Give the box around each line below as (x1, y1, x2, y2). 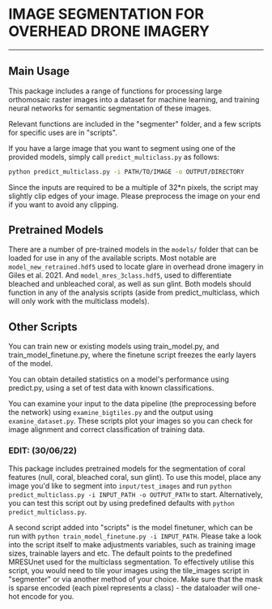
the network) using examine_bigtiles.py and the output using (8, 408, 213, 417)
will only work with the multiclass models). (8, 296, 150, 306)
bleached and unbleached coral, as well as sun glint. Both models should (8, 279, 252, 289)
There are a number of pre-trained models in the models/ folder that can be (8, 244, 259, 254)
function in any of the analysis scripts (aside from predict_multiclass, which (8, 287, 260, 297)
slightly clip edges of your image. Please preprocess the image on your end (8, 191, 261, 201)
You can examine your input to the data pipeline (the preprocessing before (8, 399, 257, 408)
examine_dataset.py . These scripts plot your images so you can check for (8, 416, 253, 426)
